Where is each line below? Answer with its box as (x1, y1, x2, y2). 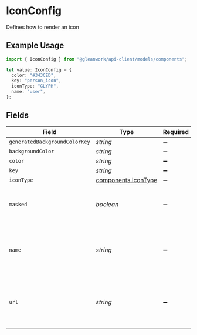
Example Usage (6, 41, 64, 51)
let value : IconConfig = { (6, 66, 72, 73)
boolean (96, 200, 119, 208)
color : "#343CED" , (11, 72, 57, 78)
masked (9, 201, 28, 207)
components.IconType (96, 176, 158, 184)
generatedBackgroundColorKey (9, 138, 90, 145)
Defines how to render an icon (6, 24, 79, 31)
